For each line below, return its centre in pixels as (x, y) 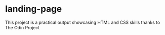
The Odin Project (22, 27)
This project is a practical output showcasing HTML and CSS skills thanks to (82, 22)
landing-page (34, 9)
